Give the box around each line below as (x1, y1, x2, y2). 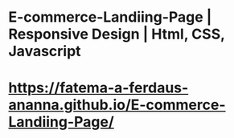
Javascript (8, 43, 82, 60)
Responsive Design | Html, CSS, (8, 25, 225, 43)
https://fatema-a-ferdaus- (8, 79, 189, 97)
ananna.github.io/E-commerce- (8, 96, 227, 114)
